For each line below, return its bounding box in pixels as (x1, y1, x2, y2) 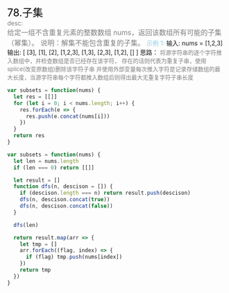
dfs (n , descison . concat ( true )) (19, 196, 110, 203)
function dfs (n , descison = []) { (13, 183, 113, 190)
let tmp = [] (19, 241, 58, 248)
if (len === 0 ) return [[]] (13, 164, 95, 171)
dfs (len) (13, 221, 39, 228)
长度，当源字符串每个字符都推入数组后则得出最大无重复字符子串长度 (12, 74, 194, 81)
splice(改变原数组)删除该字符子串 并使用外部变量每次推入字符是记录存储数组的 (7, 65, 215, 73)
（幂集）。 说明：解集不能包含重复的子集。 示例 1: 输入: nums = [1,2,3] (7, 38, 223, 47)
